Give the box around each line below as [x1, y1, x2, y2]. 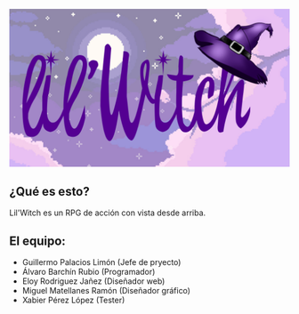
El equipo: [9, 233, 67, 248]
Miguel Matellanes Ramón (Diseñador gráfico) [21, 286, 191, 296]
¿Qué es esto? [9, 183, 91, 199]
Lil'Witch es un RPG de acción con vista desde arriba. [9, 207, 206, 218]
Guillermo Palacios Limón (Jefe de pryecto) [21, 257, 182, 268]
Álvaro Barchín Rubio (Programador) [21, 267, 156, 278]
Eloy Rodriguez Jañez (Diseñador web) [21, 276, 166, 286]
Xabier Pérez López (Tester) [21, 294, 125, 306]
